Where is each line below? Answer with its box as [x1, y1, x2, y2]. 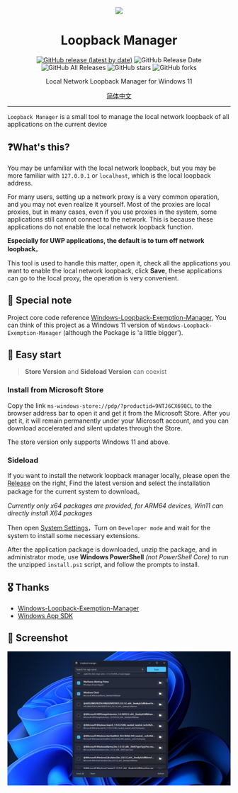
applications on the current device [7, 120, 108, 128]
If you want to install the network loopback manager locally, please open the [7, 471, 230, 479]
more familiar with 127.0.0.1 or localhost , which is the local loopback [7, 171, 211, 180]
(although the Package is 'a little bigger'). [62, 328, 183, 336]
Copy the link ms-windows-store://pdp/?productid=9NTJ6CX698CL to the [7, 401, 212, 410]
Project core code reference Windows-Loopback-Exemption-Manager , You [7, 313, 227, 321]
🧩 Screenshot [7, 632, 69, 644]
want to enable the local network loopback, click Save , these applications [7, 266, 222, 275]
